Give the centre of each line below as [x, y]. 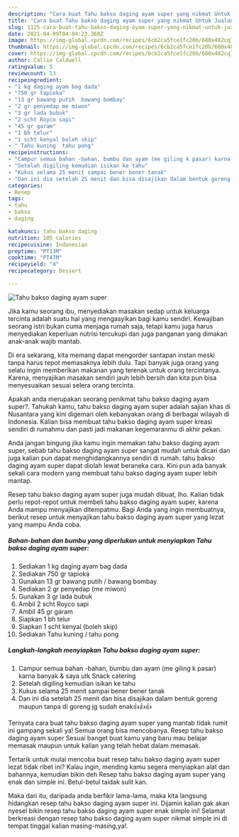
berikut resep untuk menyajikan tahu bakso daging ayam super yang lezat [116, 517]
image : [18, 40]
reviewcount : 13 [32, 73]
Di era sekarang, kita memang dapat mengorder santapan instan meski [112, 355]
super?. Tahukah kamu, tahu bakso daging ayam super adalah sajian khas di [119, 406]
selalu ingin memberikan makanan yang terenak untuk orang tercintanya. [115, 370]
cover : [18, 54]
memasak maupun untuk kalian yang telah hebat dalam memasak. [104, 745]
